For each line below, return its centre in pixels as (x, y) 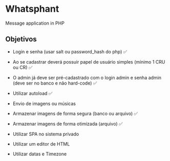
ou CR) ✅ (23, 67)
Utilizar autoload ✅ (33, 93)
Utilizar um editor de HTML (41, 144)
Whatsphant (32, 9)
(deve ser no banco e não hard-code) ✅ (55, 83)
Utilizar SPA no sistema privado (46, 134)
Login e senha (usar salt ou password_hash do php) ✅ (70, 51)
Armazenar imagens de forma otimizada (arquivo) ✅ (68, 124)
